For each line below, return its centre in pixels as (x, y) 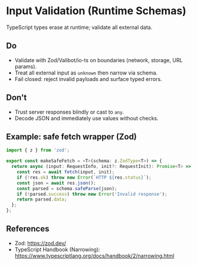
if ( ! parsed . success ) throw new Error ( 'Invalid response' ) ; (92, 194)
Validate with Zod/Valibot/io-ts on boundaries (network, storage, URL (98, 60)
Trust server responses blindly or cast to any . (69, 112)
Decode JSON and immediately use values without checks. (86, 118)
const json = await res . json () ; (56, 183)
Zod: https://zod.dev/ (40, 243)
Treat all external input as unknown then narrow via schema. (86, 73)
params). (26, 66)
